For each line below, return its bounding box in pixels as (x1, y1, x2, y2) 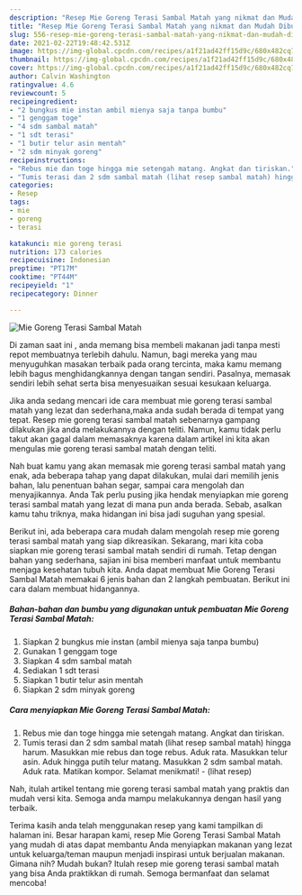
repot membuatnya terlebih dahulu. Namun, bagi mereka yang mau (9, 349, 258, 360)
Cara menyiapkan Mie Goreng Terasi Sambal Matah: (9, 705, 211, 716)
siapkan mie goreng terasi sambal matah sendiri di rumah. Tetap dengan (9, 544, 277, 555)
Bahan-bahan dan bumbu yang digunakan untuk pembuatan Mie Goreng (9, 604, 289, 615)
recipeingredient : (9, 96, 78, 106)
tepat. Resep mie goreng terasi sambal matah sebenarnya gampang (9, 414, 261, 425)
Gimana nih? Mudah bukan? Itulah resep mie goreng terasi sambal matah (9, 858, 280, 869)
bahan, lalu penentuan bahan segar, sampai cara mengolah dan (9, 479, 244, 490)
